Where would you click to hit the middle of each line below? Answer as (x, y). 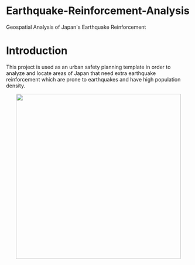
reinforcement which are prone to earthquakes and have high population (93, 79)
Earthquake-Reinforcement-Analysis (98, 11)
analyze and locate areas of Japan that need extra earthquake (81, 73)
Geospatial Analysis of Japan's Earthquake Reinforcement (76, 27)
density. (16, 86)
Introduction (37, 51)
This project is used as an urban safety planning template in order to (88, 67)
